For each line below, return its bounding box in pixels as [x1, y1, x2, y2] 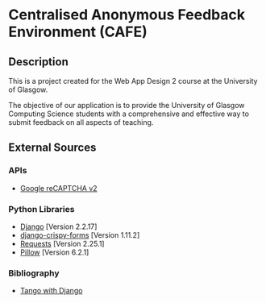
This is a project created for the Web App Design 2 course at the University [8, 77, 258, 85]
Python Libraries [8, 203, 75, 214]
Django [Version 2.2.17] [19, 222, 98, 231]
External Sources [8, 141, 97, 155]
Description [8, 55, 69, 68]
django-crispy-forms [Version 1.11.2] [19, 230, 140, 239]
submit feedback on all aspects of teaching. [8, 118, 154, 127]
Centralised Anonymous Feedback [8, 6, 246, 24]
